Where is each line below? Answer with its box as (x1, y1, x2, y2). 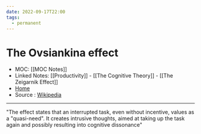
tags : (6, 14, 20, 20)
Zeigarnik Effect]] (14, 79, 59, 86)
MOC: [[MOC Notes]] (14, 65, 68, 73)
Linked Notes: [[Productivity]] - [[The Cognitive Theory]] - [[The (14, 72, 173, 79)
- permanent (11, 20, 42, 26)
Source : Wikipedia (14, 91, 62, 99)
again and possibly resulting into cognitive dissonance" (6, 121, 142, 129)
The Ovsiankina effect (6, 46, 118, 59)
